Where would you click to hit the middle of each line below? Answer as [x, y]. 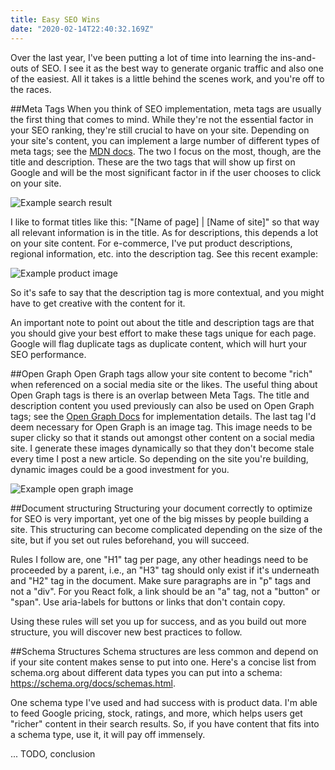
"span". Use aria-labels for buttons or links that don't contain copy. [148, 602]
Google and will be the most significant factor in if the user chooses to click [166, 172]
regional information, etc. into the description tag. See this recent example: [164, 253]
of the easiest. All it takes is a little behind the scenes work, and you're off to [167, 78]
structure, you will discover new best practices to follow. [126, 632]
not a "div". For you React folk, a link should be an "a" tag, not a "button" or [165, 591]
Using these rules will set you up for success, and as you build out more [158, 621]
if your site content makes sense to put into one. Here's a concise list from [163, 662]
